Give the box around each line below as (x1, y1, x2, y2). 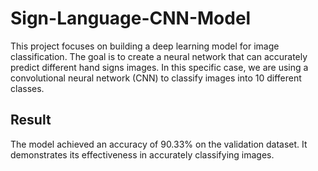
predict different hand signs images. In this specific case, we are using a (10, 61, 309, 73)
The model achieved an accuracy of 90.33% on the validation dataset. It (10, 138, 308, 150)
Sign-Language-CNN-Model (10, 7, 252, 30)
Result (10, 112, 52, 129)
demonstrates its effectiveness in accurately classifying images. (10, 148, 275, 161)
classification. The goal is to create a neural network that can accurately (10, 50, 308, 62)
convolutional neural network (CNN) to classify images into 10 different (10, 72, 302, 84)
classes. (10, 82, 45, 94)
